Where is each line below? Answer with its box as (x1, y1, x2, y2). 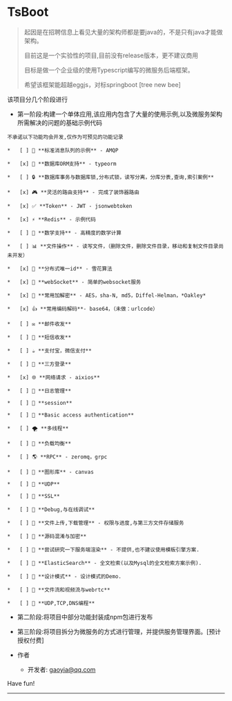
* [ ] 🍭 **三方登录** (7, 361, 71, 367)
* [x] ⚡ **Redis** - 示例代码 (7, 215, 97, 223)
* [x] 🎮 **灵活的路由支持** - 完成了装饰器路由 (7, 189, 139, 195)
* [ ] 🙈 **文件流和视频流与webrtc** (7, 586, 110, 593)
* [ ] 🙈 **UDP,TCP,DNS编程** (7, 599, 95, 606)
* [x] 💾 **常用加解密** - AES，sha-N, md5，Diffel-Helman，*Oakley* (7, 291, 206, 299)
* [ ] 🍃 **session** (7, 399, 72, 406)
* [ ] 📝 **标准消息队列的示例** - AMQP (7, 146, 119, 154)
